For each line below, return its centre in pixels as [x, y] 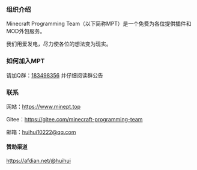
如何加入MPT [26, 61]
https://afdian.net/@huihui [38, 161]
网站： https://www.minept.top [44, 106]
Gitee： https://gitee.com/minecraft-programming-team [74, 119]
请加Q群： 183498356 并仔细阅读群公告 [55, 75]
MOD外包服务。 [26, 31]
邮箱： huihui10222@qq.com [41, 132]
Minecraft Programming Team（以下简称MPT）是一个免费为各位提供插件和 [99, 24]
